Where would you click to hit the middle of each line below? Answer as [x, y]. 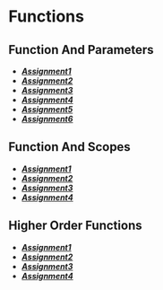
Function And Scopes [69, 147]
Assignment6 [47, 119]
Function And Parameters [81, 50]
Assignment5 [47, 109]
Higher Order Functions [75, 226]
